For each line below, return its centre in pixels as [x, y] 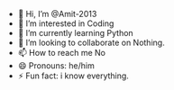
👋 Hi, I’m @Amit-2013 [57, 14]
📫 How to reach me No [62, 53]
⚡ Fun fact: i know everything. [73, 76]
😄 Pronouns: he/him [56, 66]
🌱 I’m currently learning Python [75, 33]
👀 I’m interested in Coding [66, 23]
